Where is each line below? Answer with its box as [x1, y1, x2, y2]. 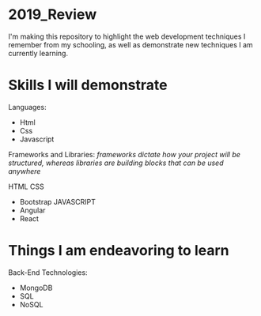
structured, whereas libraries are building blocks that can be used [8, 158, 224, 167]
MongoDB [19, 283, 53, 292]
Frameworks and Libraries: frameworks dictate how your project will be [8, 149, 241, 159]
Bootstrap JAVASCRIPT [19, 197, 96, 206]
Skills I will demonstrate [8, 77, 168, 94]
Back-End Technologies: [8, 267, 89, 277]
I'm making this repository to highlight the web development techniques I [8, 32, 246, 41]
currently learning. [8, 48, 69, 58]
